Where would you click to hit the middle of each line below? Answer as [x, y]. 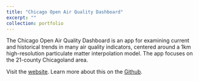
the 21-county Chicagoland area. [47, 60]
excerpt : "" [21, 18]
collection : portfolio [35, 23]
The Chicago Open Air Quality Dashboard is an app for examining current [98, 41]
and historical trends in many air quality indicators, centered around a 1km [99, 47]
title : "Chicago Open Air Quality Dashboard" [65, 12]
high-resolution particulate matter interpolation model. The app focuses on [99, 54]
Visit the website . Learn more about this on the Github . [74, 72]
